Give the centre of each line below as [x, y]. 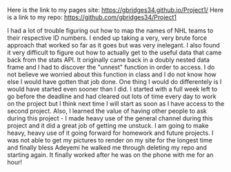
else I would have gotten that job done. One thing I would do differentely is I [114, 82]
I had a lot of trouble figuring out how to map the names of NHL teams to [110, 31]
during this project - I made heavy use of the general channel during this [110, 118]
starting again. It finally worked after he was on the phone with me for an [110, 155]
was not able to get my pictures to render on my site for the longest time [110, 140]
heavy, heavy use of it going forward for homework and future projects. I [110, 133]
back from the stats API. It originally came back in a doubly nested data [109, 60]
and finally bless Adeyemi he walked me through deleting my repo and [107, 148]
